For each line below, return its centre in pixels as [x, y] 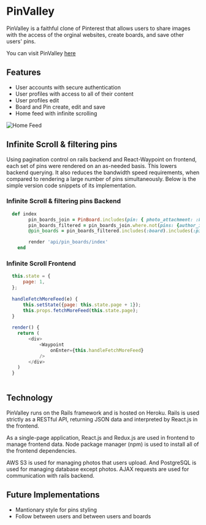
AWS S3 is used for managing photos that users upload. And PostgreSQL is [101, 462]
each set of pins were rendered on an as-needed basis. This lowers [92, 166]
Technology [30, 398]
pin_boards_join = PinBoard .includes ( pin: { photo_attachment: [111, 220]
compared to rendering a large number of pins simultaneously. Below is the [101, 178]
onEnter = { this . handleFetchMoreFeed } [97, 350]
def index [24, 214]
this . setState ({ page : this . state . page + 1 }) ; [82, 305]
